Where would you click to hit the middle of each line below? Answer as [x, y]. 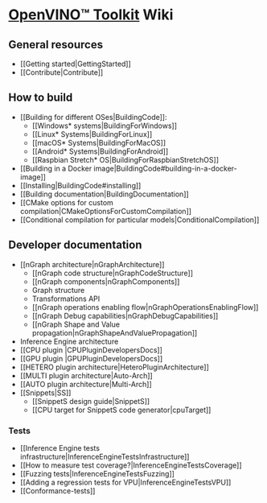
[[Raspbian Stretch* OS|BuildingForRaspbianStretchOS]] [125, 159]
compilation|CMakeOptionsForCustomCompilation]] [105, 211]
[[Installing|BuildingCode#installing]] [80, 185]
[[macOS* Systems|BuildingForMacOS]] [99, 142]
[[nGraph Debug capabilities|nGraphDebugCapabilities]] [125, 315]
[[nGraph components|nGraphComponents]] [106, 281]
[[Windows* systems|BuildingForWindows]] [104, 126]
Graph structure [58, 290]
